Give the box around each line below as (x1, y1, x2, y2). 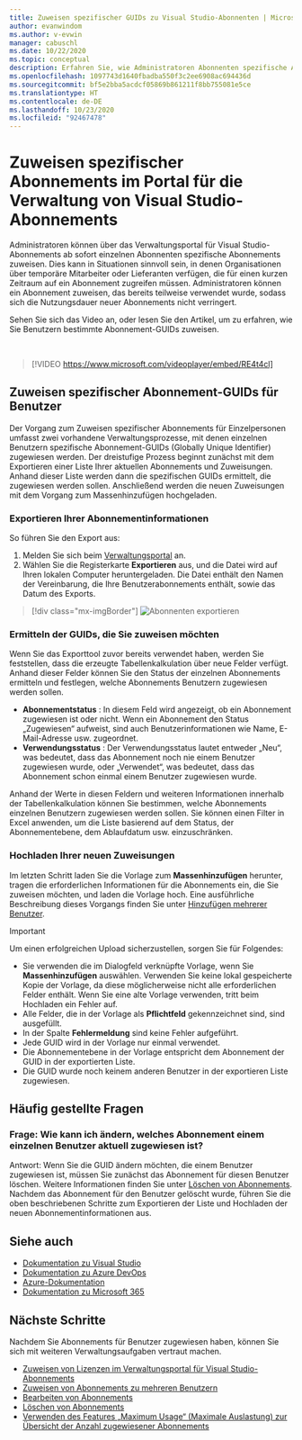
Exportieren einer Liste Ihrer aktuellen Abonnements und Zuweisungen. (9, 461, 273, 472)
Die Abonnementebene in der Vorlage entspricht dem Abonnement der (22, 1046, 285, 1057)
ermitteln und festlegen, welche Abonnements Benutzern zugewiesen (9, 677, 268, 688)
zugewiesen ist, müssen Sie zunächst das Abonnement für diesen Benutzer (9, 1169, 289, 1180)
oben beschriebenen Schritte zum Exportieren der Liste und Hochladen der (9, 1198, 289, 1209)
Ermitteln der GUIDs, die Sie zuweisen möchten (9, 628, 220, 641)
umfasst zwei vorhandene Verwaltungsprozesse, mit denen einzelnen (9, 432, 268, 443)
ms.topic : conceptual (9, 55, 91, 64)
